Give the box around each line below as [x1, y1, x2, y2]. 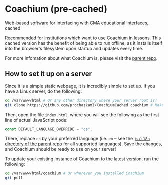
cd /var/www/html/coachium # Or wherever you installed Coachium [5, 171, 144, 176]
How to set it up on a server [5, 70, 92, 78]
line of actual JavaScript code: [5, 117, 68, 123]
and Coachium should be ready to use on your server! [5, 146, 116, 152]
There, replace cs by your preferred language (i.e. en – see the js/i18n [5, 136, 150, 142]
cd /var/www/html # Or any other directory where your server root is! [5, 98, 157, 103]
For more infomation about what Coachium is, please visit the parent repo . [5, 55, 158, 61]
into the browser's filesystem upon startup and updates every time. [5, 45, 143, 51]
